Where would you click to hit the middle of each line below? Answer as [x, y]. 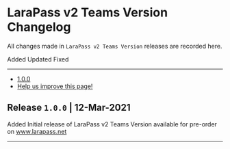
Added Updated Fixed [38, 59]
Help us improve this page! [55, 86]
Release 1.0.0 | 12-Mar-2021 [69, 108]
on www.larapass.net [37, 131]
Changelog [39, 27]
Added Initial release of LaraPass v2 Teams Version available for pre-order [112, 124]
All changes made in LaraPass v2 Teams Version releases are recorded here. [115, 46]
